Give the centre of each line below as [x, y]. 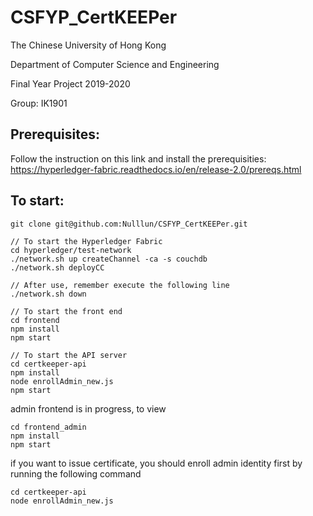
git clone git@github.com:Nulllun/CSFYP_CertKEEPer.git [129, 224]
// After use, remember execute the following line [120, 285]
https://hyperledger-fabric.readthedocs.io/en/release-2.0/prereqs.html [156, 169]
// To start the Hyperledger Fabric [86, 241]
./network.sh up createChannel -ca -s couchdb [109, 259]
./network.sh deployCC [57, 267]
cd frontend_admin [48, 427]
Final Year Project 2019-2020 [70, 83]
